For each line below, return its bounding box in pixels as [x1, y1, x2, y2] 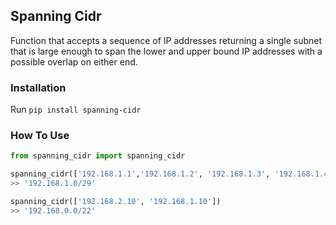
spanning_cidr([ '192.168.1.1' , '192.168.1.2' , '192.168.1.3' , [10, 169, 271, 179]
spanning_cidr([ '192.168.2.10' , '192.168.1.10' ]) [10, 197, 222, 207]
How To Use [10, 129, 70, 143]
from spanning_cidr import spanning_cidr [10, 151, 186, 161]
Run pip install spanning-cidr [10, 104, 142, 116]
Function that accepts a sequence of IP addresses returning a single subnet [10, 34, 323, 46]
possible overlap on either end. [10, 55, 138, 68]
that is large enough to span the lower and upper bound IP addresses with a [10, 45, 323, 57]
